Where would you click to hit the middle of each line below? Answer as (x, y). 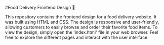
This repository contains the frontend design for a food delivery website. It (81, 17)
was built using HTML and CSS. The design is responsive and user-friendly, (82, 22)
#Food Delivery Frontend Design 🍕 (40, 7)
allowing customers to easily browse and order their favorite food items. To (82, 27)
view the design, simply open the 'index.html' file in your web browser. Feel (82, 32)
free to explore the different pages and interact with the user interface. (77, 37)
